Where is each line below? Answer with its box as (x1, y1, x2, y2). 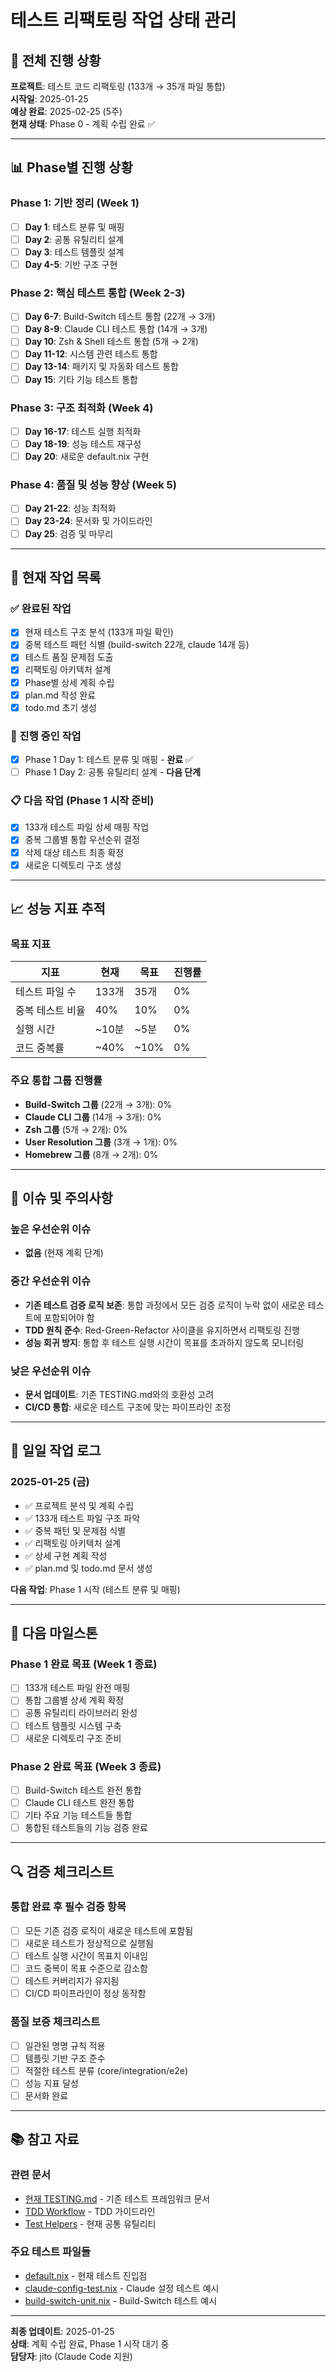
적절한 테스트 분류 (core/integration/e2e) (24, 2064, 189, 2076)
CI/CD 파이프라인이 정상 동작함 (24, 1987, 147, 2000)
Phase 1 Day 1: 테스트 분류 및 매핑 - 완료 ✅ (24, 754, 193, 765)
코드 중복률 (15, 1041, 65, 1055)
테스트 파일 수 (15, 985, 77, 999)
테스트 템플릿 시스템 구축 (24, 1719, 122, 1731)
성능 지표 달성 (24, 2077, 79, 2089)
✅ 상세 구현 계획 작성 (24, 1549, 108, 1561)
